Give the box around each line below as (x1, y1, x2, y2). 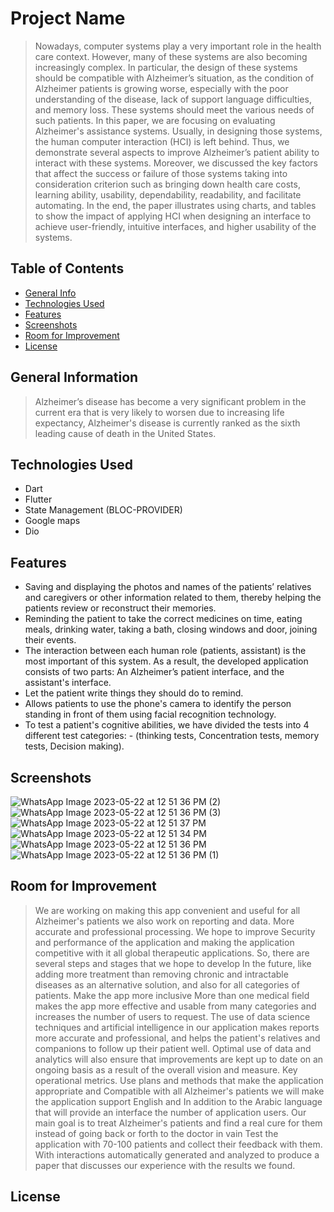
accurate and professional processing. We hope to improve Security (34, 925, 316, 937)
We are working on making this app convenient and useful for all (34, 904, 301, 916)
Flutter (24, 493, 53, 506)
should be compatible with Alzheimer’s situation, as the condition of (34, 72, 315, 84)
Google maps (24, 515, 81, 527)
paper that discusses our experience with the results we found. (34, 1159, 296, 1171)
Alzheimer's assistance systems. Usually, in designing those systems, (34, 125, 323, 137)
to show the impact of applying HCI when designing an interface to (34, 210, 312, 222)
